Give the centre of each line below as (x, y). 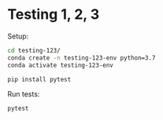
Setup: (18, 36)
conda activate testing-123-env (60, 65)
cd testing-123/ (34, 50)
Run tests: (24, 94)
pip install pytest (39, 79)
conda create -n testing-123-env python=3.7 (81, 58)
